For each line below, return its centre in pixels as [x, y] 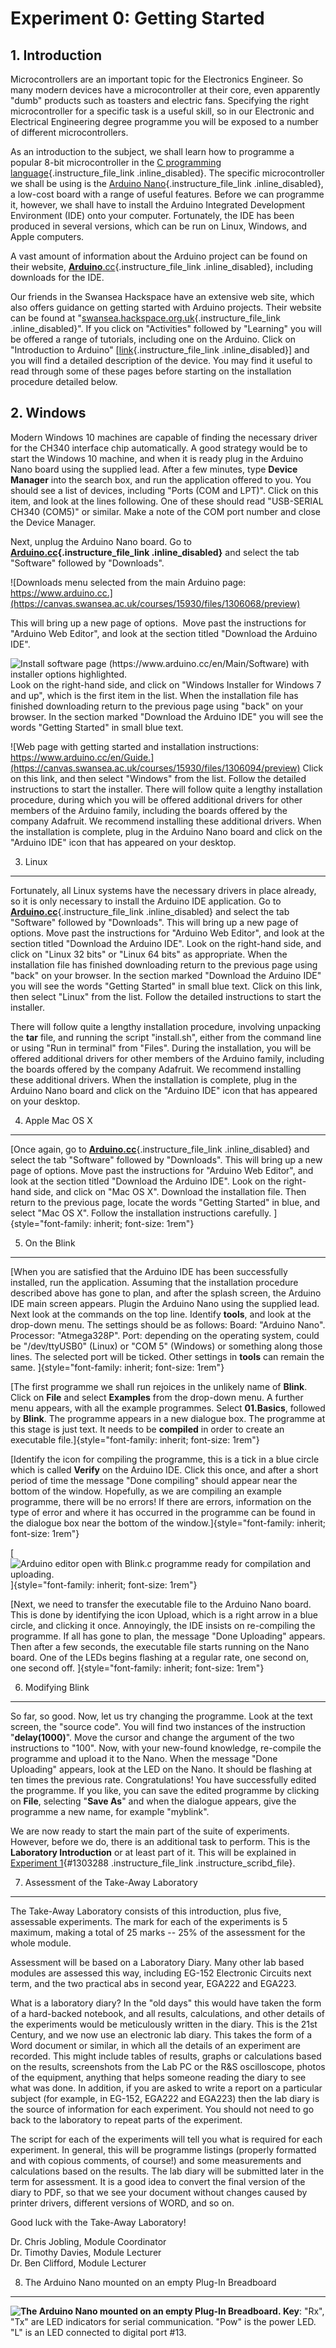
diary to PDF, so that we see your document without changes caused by [159, 2192]
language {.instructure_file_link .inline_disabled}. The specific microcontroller [167, 173]
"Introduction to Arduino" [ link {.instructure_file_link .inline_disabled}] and [160, 350]
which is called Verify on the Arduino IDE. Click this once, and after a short [164, 1469]
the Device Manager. [53, 522]
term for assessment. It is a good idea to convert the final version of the [158, 2181]
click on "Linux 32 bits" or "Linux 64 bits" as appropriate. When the [149, 954]
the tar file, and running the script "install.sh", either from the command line [166, 1037]
